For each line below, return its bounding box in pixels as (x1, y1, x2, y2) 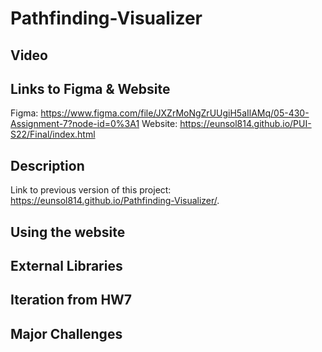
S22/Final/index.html (10, 128, 96, 141)
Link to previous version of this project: (10, 184, 172, 196)
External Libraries (10, 257, 123, 274)
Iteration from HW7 (10, 292, 133, 309)
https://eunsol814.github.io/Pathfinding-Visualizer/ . (10, 195, 220, 207)
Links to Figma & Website (10, 80, 171, 97)
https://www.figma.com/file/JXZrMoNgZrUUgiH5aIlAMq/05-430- (40, 107, 310, 119)
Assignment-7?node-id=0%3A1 (10, 118, 140, 130)
